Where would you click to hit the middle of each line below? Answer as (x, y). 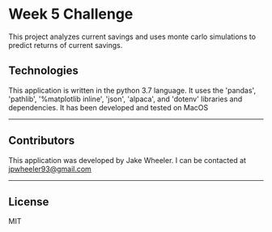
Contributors (42, 141)
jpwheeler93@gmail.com (50, 169)
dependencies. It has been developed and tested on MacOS (108, 107)
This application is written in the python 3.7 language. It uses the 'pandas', (132, 90)
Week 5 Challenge (71, 14)
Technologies (44, 71)
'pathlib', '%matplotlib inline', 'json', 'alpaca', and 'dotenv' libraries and (125, 99)
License (29, 202)
